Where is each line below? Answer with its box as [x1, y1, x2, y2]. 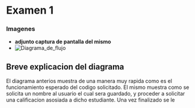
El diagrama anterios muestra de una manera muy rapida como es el [6, 78, 173, 85]
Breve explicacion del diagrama [6, 62, 124, 72]
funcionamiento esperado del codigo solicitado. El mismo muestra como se [6, 84, 190, 91]
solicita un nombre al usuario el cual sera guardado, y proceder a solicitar [6, 90, 185, 97]
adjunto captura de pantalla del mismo [14, 38, 111, 45]
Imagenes [6, 25, 35, 33]
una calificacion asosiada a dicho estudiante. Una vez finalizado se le [6, 96, 175, 104]
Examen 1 [6, 4, 54, 17]
